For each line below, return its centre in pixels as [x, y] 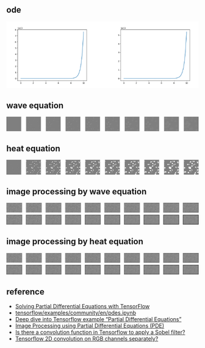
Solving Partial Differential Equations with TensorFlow [82, 307]
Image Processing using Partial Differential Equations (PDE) [90, 326]
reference [25, 292]
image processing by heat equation [75, 242]
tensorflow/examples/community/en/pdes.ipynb [75, 313]
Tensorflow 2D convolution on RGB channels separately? [87, 339]
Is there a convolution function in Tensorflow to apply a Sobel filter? [100, 332]
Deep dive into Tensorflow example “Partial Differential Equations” [98, 319]
